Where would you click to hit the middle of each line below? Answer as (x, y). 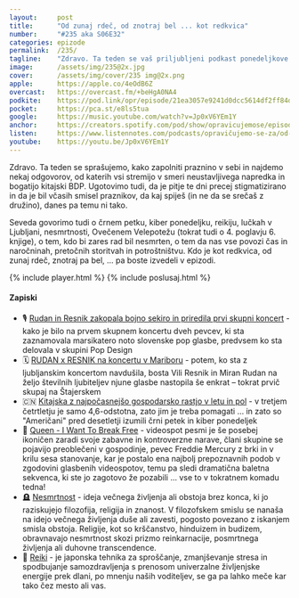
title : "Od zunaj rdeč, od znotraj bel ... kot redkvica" (129, 26)
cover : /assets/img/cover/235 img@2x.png (97, 76)
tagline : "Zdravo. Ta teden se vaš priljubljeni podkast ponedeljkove (149, 59)
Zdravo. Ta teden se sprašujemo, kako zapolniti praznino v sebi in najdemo (146, 167)
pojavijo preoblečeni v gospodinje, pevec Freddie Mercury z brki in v (148, 449)
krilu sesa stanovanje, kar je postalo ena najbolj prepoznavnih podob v (151, 458)
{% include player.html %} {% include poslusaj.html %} (110, 277)
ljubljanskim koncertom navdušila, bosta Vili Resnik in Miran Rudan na (149, 373)
